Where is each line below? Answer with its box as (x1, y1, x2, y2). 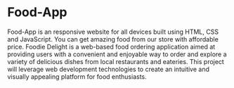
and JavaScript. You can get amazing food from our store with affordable (7, 34, 219, 43)
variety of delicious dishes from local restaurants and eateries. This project (7, 57, 225, 65)
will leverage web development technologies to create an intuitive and (7, 65, 209, 73)
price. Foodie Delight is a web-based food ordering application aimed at (7, 42, 216, 51)
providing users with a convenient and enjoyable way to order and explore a (7, 50, 227, 58)
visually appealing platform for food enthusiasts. (7, 72, 148, 81)
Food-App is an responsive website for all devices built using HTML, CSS (7, 27, 219, 36)
